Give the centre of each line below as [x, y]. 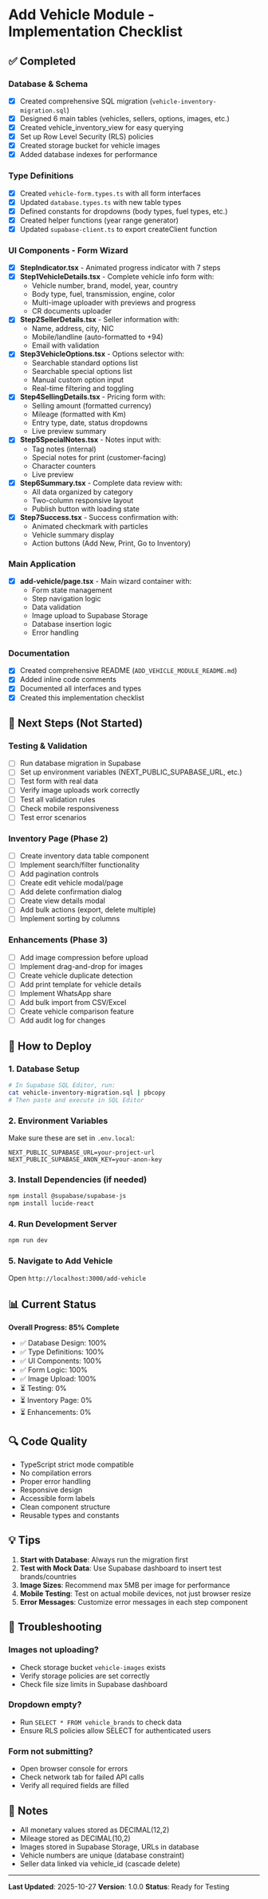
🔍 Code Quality [48, 1441]
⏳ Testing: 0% [43, 1389]
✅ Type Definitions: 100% [62, 1352]
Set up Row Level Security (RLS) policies [87, 136]
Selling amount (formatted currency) [91, 406]
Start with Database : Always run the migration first [104, 1559]
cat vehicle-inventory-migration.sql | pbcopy [87, 1093]
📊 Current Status [52, 1304]
